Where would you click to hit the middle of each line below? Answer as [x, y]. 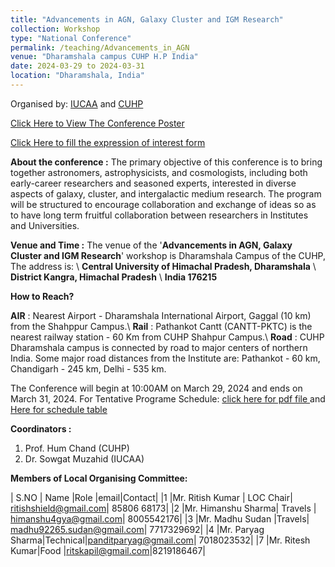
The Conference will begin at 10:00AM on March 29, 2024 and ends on [156, 388]
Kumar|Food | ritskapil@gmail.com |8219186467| [108, 550]
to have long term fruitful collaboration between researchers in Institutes [159, 215]
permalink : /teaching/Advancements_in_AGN [100, 47]
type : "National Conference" [71, 38]
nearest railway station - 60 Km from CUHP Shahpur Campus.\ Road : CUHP [167, 337]
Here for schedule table [59, 409]
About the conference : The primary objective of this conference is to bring [166, 162]
